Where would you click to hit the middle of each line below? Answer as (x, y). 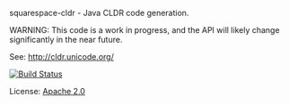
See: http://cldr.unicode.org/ (61, 57)
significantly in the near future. (66, 40)
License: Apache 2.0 (47, 91)
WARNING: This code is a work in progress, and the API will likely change (144, 30)
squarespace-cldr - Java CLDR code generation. (99, 13)
